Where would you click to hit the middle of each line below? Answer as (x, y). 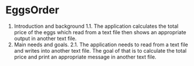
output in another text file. (45, 38)
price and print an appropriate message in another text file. (85, 57)
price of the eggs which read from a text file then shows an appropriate (100, 32)
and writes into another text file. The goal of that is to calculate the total (100, 50)
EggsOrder (33, 10)
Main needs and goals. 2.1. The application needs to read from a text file (101, 45)
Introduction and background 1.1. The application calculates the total (96, 26)
